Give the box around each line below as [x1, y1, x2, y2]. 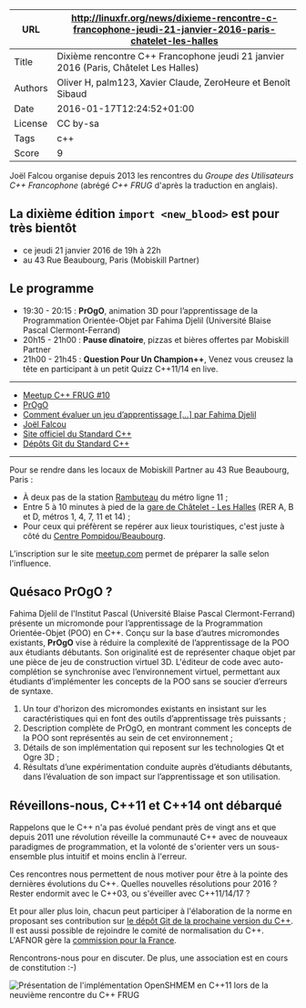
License [14, 118, 48, 130]
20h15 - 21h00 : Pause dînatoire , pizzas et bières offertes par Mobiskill [22, 334, 290, 345]
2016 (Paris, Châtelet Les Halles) [56, 61, 199, 74]
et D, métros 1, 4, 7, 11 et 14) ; [22, 511, 131, 522]
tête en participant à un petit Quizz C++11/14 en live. [22, 363, 219, 374]
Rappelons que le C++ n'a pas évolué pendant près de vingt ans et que [9, 822, 277, 833]
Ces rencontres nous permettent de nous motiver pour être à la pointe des [9, 868, 289, 879]
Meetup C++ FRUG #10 [22, 390, 111, 400]
